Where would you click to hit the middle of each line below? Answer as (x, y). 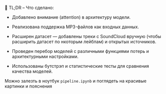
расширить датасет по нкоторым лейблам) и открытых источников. (84, 42)
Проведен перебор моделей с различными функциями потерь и (80, 51)
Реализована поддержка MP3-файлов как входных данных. (76, 27)
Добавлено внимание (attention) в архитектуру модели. (71, 17)
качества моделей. (32, 71)
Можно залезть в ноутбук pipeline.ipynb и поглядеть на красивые (76, 81)
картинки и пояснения (29, 86)
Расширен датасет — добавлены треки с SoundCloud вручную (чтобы (86, 36)
